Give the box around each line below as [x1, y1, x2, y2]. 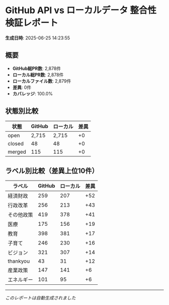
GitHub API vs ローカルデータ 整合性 [5, 5, 157, 16]
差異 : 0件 [12, 84, 32, 90]
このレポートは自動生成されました [5, 295, 76, 301]
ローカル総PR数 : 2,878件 [12, 72, 64, 78]
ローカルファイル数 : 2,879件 [12, 78, 71, 84]
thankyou [8, 258, 30, 265]
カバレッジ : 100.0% [12, 90, 53, 96]
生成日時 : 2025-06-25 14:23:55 [5, 35, 70, 41]
